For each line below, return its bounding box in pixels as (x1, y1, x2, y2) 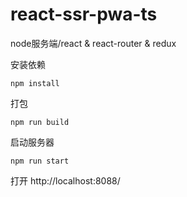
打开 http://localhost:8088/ (10, 174, 121, 187)
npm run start (10, 156, 70, 166)
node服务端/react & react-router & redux (10, 37, 177, 49)
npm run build (10, 117, 70, 127)
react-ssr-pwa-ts (10, 3, 158, 26)
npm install (10, 78, 60, 88)
